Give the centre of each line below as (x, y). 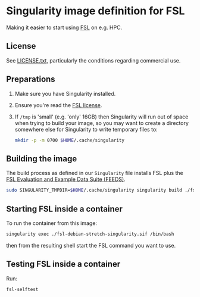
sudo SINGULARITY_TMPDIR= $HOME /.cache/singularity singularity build (94, 190)
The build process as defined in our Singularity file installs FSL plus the (95, 173)
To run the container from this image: (51, 223)
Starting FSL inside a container (65, 209)
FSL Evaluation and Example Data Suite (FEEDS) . (66, 179)
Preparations (31, 79)
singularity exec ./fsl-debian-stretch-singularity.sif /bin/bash (90, 234)
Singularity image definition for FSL (96, 11)
